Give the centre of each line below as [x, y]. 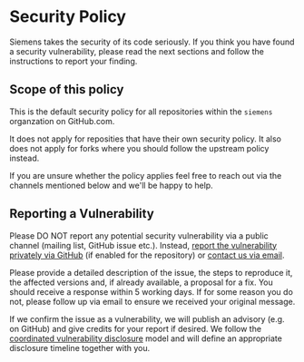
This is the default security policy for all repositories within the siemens [141, 112]
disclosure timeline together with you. [80, 347]
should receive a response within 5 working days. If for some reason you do [151, 291]
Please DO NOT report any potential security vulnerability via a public [139, 235]
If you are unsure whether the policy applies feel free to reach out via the [146, 175]
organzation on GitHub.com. [62, 121]
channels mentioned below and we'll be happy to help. [111, 185]
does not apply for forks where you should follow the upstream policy [139, 148]
